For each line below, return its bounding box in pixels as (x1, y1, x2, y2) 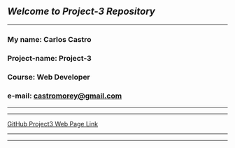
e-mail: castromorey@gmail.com (7, 91, 122, 101)
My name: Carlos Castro (7, 34, 92, 44)
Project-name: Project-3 (7, 53, 92, 63)
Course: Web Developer (7, 72, 91, 82)
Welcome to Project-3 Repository (7, 6, 155, 17)
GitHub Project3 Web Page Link (7, 119, 99, 128)
